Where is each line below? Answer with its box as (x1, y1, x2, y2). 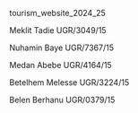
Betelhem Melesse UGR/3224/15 (9, 77, 130, 88)
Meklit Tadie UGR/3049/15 (9, 25, 107, 35)
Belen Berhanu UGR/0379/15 (9, 94, 116, 105)
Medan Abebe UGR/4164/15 (9, 60, 112, 70)
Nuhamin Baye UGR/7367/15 (9, 42, 115, 53)
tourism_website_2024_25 (9, 8, 106, 18)
